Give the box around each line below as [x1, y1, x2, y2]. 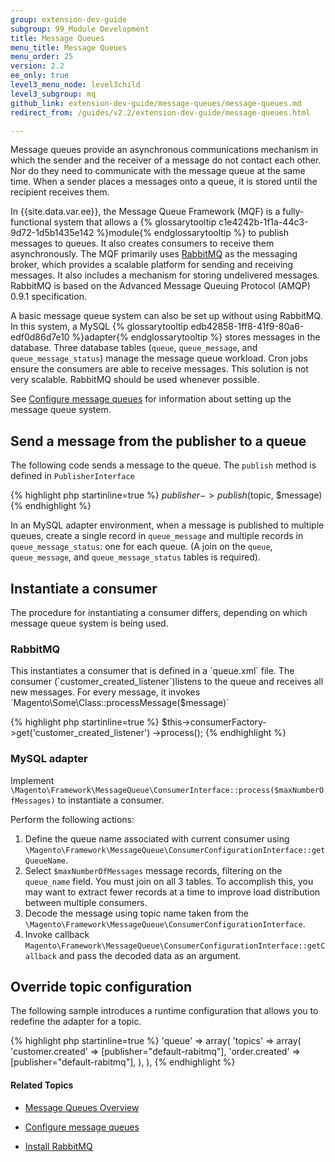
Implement [10, 774, 55, 786]
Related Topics [10, 1079, 74, 1091]
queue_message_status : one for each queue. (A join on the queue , [10, 541, 273, 553]
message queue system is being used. [10, 617, 169, 629]
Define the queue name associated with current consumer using [24, 832, 290, 845]
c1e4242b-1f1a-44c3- [218, 216, 309, 228]
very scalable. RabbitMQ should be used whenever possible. [10, 374, 260, 386]
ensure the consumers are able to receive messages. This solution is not [10, 363, 309, 375]
